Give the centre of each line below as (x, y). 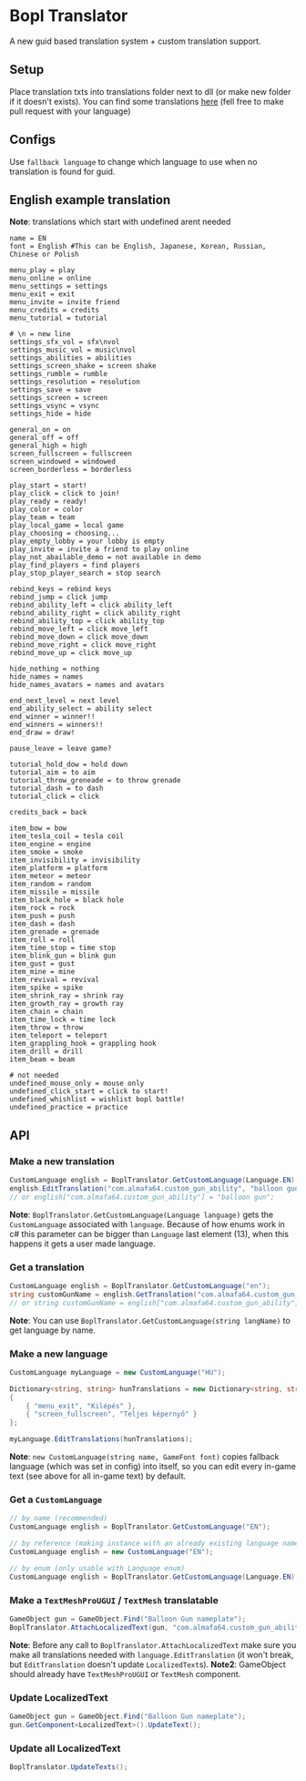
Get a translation (47, 1267)
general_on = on (40, 430)
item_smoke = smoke (46, 853)
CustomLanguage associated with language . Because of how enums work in (147, 1224)
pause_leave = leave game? (61, 749)
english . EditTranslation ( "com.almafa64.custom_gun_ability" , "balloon (146, 1188)
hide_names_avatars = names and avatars (87, 685)
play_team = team (42, 517)
